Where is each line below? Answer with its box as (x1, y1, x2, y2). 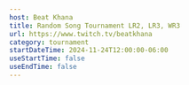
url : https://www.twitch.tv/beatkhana (9, 29, 153, 38)
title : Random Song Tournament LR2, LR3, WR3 (9, 21, 180, 30)
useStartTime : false (9, 54, 86, 63)
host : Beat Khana (9, 12, 74, 22)
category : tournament (9, 37, 90, 47)
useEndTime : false (9, 63, 77, 72)
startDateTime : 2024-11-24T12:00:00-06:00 (9, 46, 169, 55)
